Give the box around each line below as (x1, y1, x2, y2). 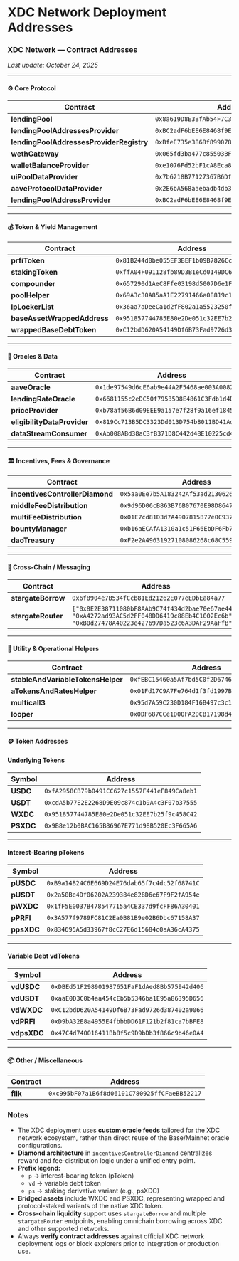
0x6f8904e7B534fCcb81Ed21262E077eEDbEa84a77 (72, 593, 225, 602)
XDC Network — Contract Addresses (7, 45, 138, 55)
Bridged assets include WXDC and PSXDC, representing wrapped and (17, 1194, 225, 1203)
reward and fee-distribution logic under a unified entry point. (17, 1156, 196, 1165)
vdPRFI (11, 1016, 36, 1026)
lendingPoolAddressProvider (11, 195, 111, 205)
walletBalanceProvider (11, 160, 90, 170)
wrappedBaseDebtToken (11, 325, 97, 334)
